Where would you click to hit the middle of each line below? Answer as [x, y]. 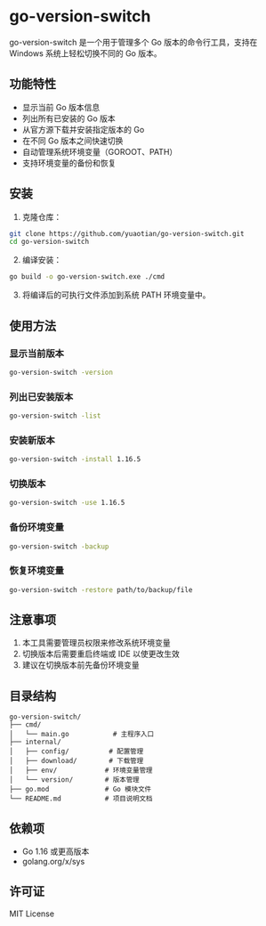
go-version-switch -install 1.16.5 [75, 459]
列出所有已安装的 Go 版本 [69, 118]
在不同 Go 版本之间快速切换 [73, 141]
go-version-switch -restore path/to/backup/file [101, 589]
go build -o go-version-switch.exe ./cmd [87, 277]
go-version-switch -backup [59, 546]
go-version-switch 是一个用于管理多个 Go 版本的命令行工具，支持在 [133, 42]
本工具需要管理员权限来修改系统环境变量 [96, 643]
